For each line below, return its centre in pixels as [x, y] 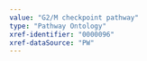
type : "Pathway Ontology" [58, 26]
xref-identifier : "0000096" [62, 34]
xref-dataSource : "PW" [52, 43]
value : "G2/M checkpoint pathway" [74, 17]
